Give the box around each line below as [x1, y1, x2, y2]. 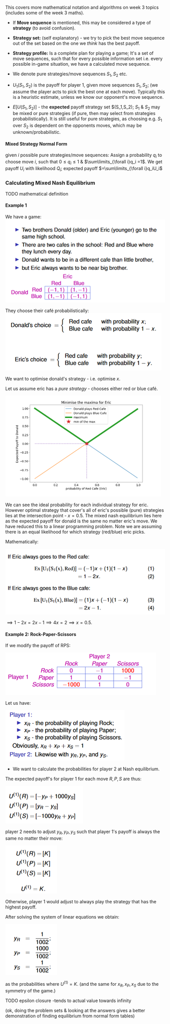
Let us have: [5, 700, 31, 706]
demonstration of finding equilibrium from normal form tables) [5, 1013, 135, 1019]
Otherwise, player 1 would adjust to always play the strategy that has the [5, 899, 157, 905]
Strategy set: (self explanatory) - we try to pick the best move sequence [12, 35, 165, 41]
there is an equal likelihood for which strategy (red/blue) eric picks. [5, 529, 146, 535]
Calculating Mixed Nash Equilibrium [5, 179, 95, 186]
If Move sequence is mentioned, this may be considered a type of [12, 20, 151, 25]
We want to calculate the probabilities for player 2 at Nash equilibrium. [12, 766, 160, 772]
